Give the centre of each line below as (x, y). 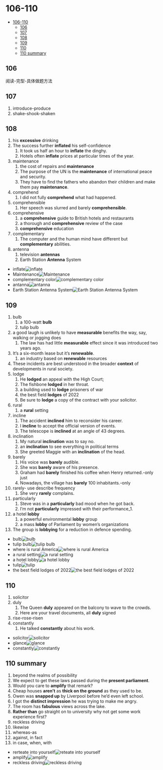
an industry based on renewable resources (63, 359)
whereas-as (25, 732)
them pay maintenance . (44, 187)
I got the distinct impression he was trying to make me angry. (75, 701)
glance (20, 643)
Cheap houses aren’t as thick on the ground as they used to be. (77, 690)
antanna (21, 285)
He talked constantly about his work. (57, 628)
